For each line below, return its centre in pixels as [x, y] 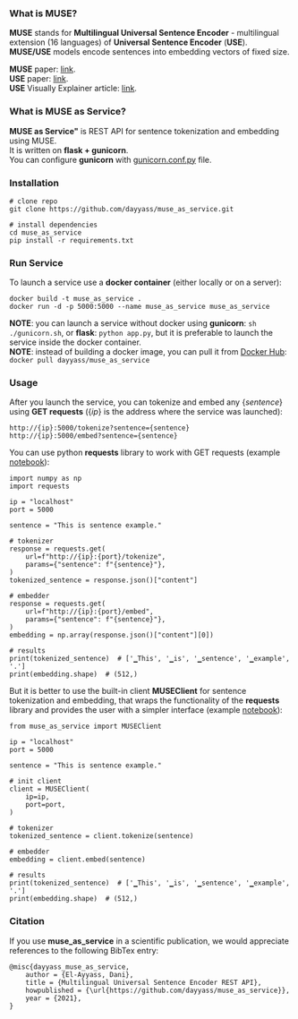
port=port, [46, 805]
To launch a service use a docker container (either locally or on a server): [145, 283]
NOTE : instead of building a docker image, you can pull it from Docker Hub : [148, 352]
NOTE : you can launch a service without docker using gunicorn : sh [133, 323]
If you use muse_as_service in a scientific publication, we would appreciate [149, 941]
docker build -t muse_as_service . [76, 299]
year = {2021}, [54, 998]
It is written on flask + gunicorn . [69, 150]
